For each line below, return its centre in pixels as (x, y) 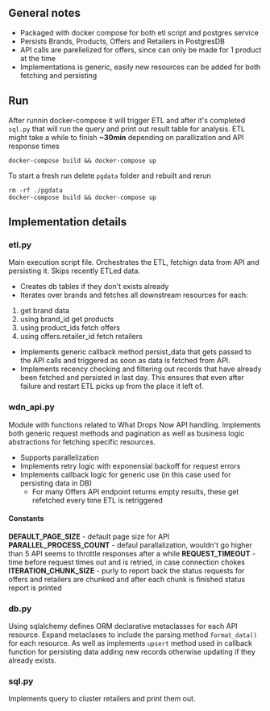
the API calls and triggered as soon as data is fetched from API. (125, 361)
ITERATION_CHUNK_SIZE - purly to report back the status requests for (127, 570)
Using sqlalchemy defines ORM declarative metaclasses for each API (123, 626)
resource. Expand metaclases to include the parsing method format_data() (133, 635)
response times (34, 146)
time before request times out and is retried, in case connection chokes (127, 562)
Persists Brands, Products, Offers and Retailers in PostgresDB (123, 41)
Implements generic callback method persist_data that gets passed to (136, 352)
